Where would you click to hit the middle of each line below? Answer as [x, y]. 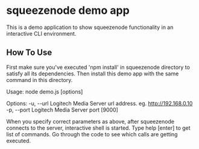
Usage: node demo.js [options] [45, 92]
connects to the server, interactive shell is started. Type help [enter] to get [99, 128]
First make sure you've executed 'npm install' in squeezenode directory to [98, 67]
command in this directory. [39, 80]
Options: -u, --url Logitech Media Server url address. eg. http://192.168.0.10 [99, 103]
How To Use [29, 53]
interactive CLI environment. [41, 33]
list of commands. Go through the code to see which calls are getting [92, 134]
